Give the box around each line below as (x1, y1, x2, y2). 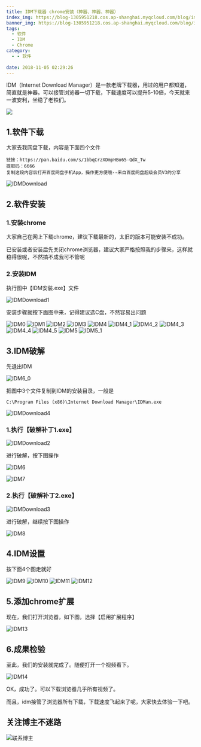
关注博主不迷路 (6, 717, 62, 727)
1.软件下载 (6, 127, 44, 137)
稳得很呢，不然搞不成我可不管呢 (6, 253, 85, 260)
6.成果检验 (6, 644, 46, 654)
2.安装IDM (6, 270, 37, 278)
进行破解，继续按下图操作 (6, 518, 69, 525)
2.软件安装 (6, 199, 46, 209)
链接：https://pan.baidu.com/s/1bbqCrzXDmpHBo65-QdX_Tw (6, 157, 146, 163)
